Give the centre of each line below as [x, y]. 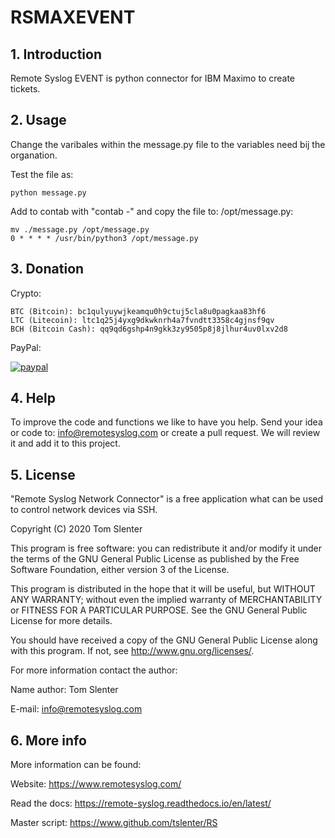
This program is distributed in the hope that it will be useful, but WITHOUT [163, 589]
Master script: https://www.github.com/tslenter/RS [114, 823]
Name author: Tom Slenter [64, 690]
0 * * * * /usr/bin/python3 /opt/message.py [104, 238]
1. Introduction [56, 54]
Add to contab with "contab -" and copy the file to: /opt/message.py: [152, 211]
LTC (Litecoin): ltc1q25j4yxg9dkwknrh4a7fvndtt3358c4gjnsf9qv [142, 320]
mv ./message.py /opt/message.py [80, 229]
